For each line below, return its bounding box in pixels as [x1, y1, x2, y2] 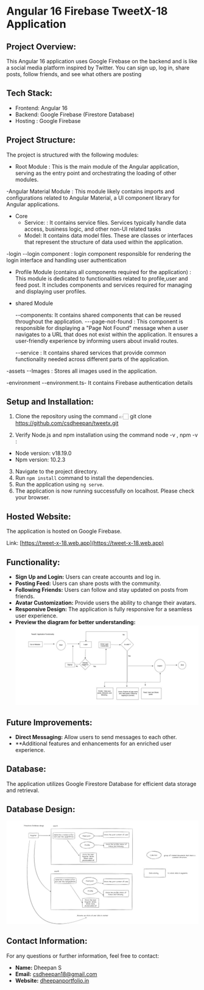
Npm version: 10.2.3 [15, 456, 66, 463]
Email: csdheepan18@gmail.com [15, 970, 97, 978]
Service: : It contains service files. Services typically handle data [24, 219, 187, 226]
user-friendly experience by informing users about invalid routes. [15, 337, 178, 345]
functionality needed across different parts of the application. [15, 355, 169, 363]
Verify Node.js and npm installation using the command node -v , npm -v [15, 431, 198, 439]
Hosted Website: [6, 511, 71, 522]
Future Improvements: [6, 717, 93, 728]
